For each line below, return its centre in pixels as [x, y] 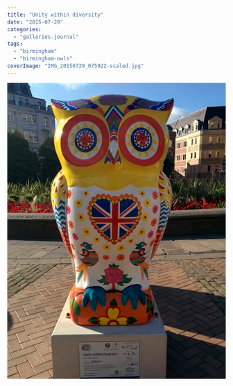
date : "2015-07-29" [35, 22]
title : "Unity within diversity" [55, 15]
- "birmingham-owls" [43, 59]
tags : [15, 44]
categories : [24, 29]
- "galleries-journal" [46, 37]
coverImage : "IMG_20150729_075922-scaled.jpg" [76, 66]
